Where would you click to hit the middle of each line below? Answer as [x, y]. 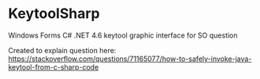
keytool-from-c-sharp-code [54, 66]
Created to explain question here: [62, 50]
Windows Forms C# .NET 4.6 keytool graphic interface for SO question [123, 35]
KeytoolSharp [54, 14]
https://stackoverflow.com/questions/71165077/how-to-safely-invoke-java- [130, 59]
